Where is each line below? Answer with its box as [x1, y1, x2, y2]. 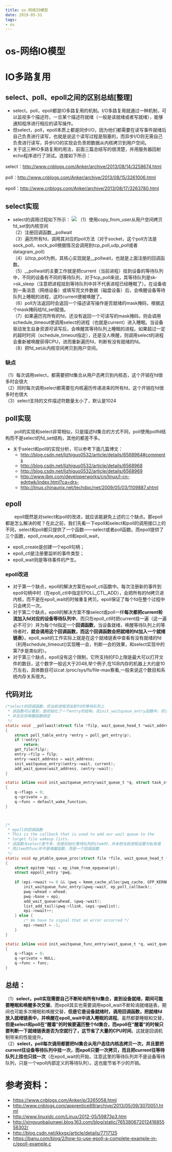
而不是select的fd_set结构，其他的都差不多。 [9, 435, 103, 441]
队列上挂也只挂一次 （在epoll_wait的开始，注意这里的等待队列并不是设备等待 [5, 1053, 165, 1059]
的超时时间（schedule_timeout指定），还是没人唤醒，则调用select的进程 [12, 332, 164, 338]
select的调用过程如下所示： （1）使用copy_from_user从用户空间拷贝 [12, 216, 163, 223]
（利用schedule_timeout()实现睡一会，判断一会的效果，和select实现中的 [12, 641, 165, 648]
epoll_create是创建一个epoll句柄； [12, 544, 85, 550]
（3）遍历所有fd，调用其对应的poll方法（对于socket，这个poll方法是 [12, 236, 157, 242]
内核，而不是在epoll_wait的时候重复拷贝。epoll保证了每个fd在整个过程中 [12, 596, 165, 602]
